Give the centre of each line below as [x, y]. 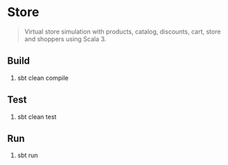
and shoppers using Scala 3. [65, 38]
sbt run [28, 155]
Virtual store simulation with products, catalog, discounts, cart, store [122, 31]
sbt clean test [37, 117]
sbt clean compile [43, 78]
